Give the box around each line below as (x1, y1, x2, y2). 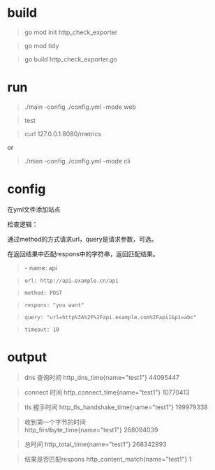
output (7, 349, 47, 365)
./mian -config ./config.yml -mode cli (24, 156, 131, 165)
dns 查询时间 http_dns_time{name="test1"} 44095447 (24, 373, 180, 381)
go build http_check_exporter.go (24, 54, 117, 64)
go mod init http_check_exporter (24, 28, 118, 36)
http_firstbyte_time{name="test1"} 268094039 (24, 425, 158, 434)
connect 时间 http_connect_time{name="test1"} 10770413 (24, 388, 190, 396)
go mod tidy (24, 41, 59, 50)
